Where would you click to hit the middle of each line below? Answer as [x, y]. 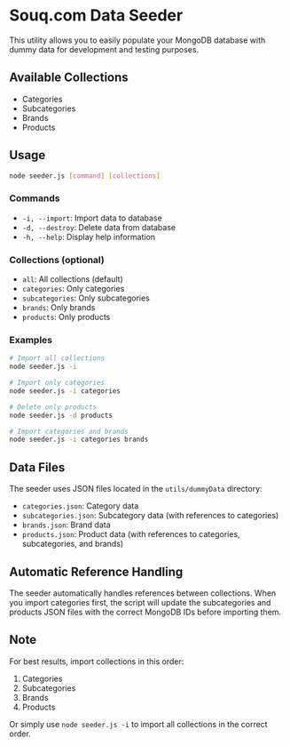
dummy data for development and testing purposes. [104, 49]
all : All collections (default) [72, 279]
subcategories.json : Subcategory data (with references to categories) [150, 516]
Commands [35, 198]
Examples [31, 340]
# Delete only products [53, 407]
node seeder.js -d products [61, 415]
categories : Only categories [73, 289]
